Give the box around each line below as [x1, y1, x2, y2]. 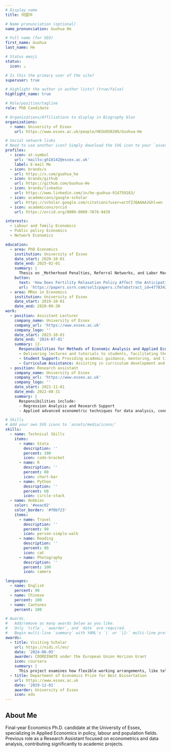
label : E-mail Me [14, 162, 51, 167]
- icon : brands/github [10, 176, 58, 181]
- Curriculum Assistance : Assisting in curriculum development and [18, 360, 165, 366]
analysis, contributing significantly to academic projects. [5, 741, 124, 747]
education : [5, 242, 28, 247]
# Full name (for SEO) [5, 35, 53, 41]
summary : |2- [14, 342, 42, 347]
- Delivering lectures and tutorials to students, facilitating [18, 351, 158, 356]
